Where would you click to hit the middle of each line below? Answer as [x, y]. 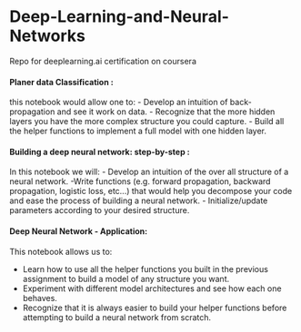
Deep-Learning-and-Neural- [120, 17]
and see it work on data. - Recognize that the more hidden [166, 112]
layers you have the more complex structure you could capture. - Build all [147, 122]
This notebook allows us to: [61, 251]
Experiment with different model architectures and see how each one [152, 288]
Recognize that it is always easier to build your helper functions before [155, 308]
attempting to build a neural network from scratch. [117, 317]
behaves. [40, 298]
